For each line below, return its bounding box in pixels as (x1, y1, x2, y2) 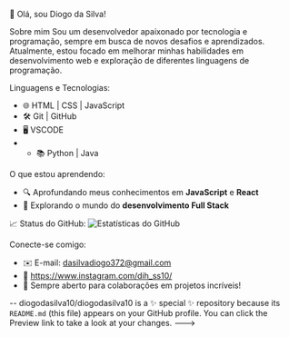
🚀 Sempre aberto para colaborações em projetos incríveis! (22, 280, 242, 291)
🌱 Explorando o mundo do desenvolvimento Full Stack (22, 200, 230, 211)
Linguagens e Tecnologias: (9, 83, 111, 93)
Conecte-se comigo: (9, 239, 86, 250)
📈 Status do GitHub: (9, 218, 86, 229)
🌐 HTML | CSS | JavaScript (22, 100, 125, 111)
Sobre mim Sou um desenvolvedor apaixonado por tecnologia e (9, 26, 248, 36)
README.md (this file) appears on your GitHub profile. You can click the (9, 308, 268, 318)
